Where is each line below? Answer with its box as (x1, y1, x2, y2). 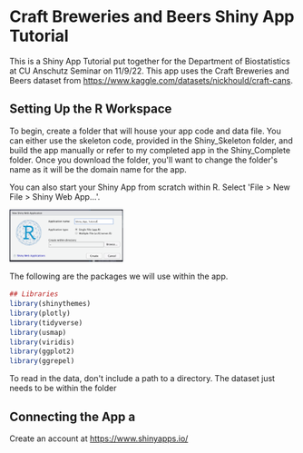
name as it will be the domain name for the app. (9, 163, 188, 174)
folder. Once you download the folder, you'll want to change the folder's (9, 154, 279, 165)
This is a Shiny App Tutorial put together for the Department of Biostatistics (9, 55, 290, 66)
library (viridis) (9, 338, 75, 347)
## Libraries (9, 290, 59, 299)
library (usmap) (9, 328, 67, 337)
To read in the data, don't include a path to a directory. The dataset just (9, 373, 275, 384)
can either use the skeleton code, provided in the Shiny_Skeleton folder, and (9, 134, 293, 146)
